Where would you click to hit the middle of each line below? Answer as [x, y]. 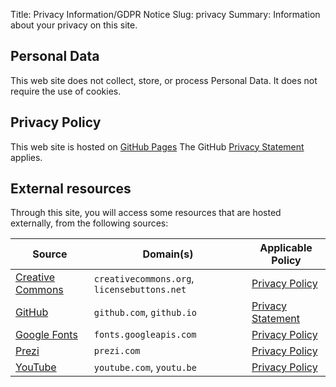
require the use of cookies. [66, 91]
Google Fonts [46, 335]
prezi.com [117, 351]
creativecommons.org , [144, 279]
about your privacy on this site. [74, 25]
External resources [71, 189]
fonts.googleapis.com [145, 335]
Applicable [286, 248]
